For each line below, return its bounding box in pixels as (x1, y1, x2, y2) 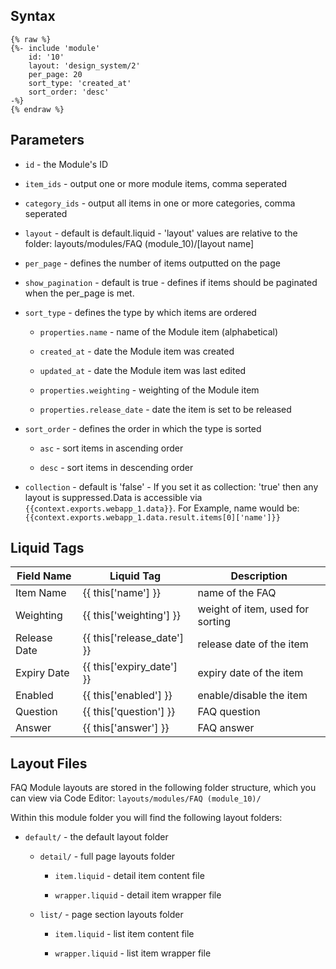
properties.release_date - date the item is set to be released (39, 403, 292, 415)
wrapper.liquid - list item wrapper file (54, 947, 212, 959)
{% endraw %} (10, 104, 65, 114)
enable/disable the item (197, 689, 308, 703)
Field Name (16, 569, 72, 583)
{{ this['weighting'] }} (82, 609, 182, 623)
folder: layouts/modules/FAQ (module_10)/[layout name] (24, 237, 254, 249)
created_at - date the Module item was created (39, 345, 235, 357)
